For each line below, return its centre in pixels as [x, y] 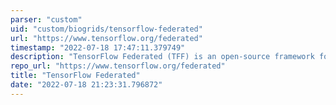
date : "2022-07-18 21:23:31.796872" [86, 85]
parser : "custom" [46, 19]
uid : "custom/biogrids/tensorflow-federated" [106, 29]
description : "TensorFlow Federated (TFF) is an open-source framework [162, 57]
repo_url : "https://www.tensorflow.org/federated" [118, 66]
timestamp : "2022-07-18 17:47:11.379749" [98, 47]
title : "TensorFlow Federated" [75, 76]
